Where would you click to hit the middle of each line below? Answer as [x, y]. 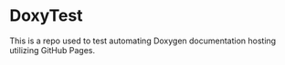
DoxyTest [47, 16]
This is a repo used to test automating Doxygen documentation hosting [143, 41]
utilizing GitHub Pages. [53, 50]
